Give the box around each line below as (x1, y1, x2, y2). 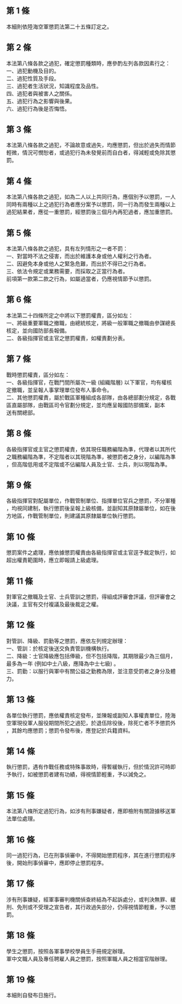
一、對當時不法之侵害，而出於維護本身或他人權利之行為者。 (6, 253, 155, 260)
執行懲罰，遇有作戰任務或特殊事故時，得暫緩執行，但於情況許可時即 (6, 763, 176, 771)
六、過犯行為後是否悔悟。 (6, 105, 70, 112)
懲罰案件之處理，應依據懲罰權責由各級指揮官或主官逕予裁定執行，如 (6, 549, 176, 556)
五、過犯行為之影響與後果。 (6, 97, 76, 105)
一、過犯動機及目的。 (6, 67, 59, 74)
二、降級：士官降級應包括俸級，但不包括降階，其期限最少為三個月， (6, 652, 176, 659)
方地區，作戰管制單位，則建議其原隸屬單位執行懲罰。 (6, 512, 139, 520)
